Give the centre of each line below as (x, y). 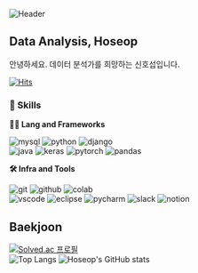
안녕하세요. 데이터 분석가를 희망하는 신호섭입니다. (95, 64)
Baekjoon (36, 227)
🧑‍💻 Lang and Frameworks (57, 124)
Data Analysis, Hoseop (74, 41)
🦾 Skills (25, 105)
